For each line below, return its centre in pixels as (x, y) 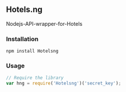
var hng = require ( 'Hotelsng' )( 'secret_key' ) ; (64, 84)
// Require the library (35, 78)
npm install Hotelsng (32, 51)
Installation (22, 39)
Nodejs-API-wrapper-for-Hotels (44, 23)
